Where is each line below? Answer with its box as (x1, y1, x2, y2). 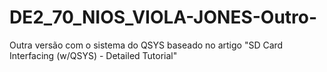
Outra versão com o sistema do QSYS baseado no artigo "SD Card (9, 39, 284, 51)
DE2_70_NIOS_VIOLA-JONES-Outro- (9, 6, 318, 29)
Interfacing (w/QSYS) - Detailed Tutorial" (9, 49, 178, 61)
